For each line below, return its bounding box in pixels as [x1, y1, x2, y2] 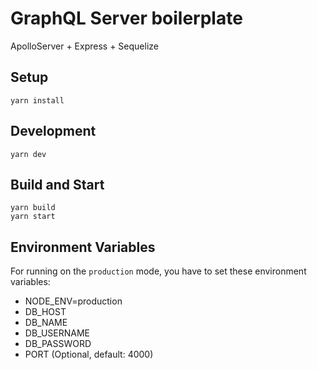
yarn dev [10, 149, 47, 159]
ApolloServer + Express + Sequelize [10, 40, 159, 52]
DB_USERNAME [24, 327, 90, 339]
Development [10, 123, 97, 140]
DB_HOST [24, 306, 67, 318]
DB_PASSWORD [24, 338, 92, 350]
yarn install [10, 95, 65, 106]
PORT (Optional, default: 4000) [24, 348, 154, 361]
